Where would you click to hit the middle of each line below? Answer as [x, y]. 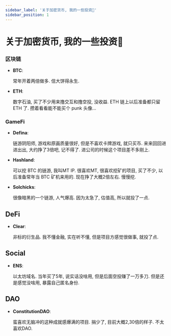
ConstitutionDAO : [32, 311]
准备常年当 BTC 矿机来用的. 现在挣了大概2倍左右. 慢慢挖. [77, 177]
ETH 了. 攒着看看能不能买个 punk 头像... [54, 108]
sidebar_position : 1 [27, 15]
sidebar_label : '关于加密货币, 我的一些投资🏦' [51, 10]
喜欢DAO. [22, 328]
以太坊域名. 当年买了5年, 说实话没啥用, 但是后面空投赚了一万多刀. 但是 [86, 276]
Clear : [19, 227]
